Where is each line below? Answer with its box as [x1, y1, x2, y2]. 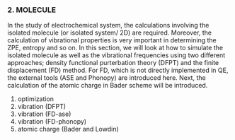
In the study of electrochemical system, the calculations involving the [7, 21, 210, 30]
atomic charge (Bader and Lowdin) [17, 125, 119, 134]
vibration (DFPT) [17, 103, 66, 111]
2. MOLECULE [7, 5, 57, 15]
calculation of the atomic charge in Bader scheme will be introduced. [7, 81, 208, 90]
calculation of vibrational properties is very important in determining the [7, 36, 217, 45]
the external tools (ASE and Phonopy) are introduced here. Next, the [7, 74, 207, 82]
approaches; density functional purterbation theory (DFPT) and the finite [7, 59, 219, 67]
